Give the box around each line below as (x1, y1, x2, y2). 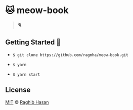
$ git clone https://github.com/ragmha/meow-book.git (12, 52, 128, 58)
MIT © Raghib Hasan (5, 99, 49, 105)
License (5, 86, 31, 94)
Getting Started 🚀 (5, 38, 61, 47)
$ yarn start (12, 72, 40, 77)
